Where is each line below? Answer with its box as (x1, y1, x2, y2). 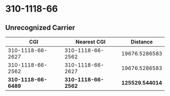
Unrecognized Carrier (5, 23, 75, 32)
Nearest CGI (75, 39, 106, 45)
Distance (131, 39, 153, 45)
